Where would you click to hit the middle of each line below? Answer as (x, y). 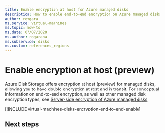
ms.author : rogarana (26, 37)
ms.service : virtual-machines (36, 23)
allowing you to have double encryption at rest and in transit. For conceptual (82, 89)
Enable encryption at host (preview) (80, 70)
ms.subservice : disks (27, 42)
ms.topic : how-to (23, 28)
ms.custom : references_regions (37, 46)
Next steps (22, 124)
